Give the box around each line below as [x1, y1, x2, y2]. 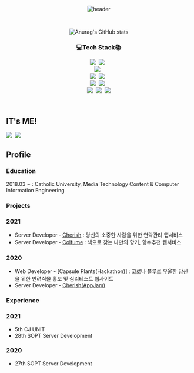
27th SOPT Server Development [14, 359, 92, 367]
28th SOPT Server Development [14, 332, 93, 339]
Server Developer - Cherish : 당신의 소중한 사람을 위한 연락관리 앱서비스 [14, 231, 183, 238]
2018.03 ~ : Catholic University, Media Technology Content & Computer [6, 180, 179, 188]
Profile [6, 149, 31, 159]
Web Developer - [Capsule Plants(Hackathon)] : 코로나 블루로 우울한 [14, 268, 178, 275]
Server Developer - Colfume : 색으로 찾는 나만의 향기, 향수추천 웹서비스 [14, 239, 182, 246]
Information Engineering [6, 186, 65, 194]
